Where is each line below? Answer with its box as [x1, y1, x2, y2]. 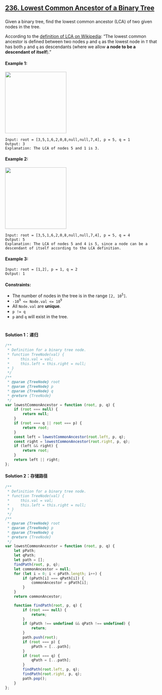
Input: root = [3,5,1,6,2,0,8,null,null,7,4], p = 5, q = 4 [5, 233, 131, 238]
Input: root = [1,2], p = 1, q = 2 [5, 267, 78, 272]
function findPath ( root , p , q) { [14, 603, 82, 608]
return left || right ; [14, 457, 60, 462]
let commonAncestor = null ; [14, 567, 71, 572]
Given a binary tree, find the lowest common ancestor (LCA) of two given [5, 19, 153, 25]
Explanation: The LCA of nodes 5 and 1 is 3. [5, 146, 99, 151]
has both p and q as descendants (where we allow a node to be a [5, 44, 136, 50]
